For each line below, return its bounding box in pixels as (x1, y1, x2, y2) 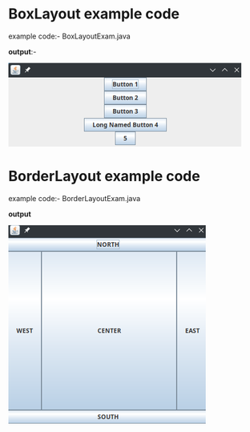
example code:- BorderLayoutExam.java (8, 193, 141, 203)
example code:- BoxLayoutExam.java (8, 31, 131, 41)
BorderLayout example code (8, 168, 200, 185)
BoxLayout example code (8, 5, 180, 23)
